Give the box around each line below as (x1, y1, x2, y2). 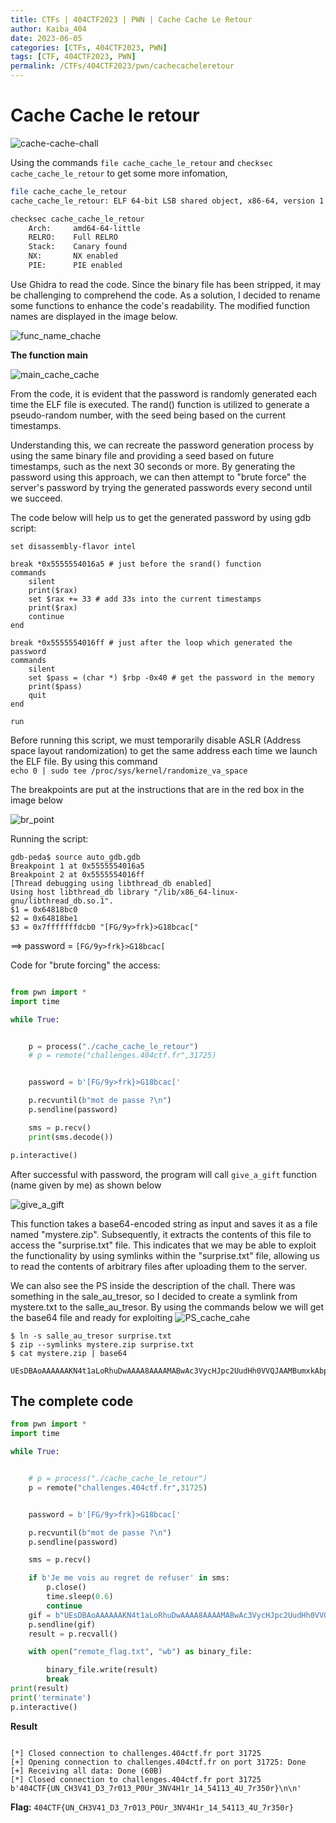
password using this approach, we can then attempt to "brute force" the (10, 471, 307, 483)
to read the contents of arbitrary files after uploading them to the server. (10, 1260, 307, 1272)
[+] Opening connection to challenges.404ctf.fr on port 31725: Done (10, 1757, 307, 1767)
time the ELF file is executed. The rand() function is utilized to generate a (10, 398, 310, 410)
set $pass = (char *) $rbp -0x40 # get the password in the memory (28, 672, 315, 683)
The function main (10, 349, 88, 361)
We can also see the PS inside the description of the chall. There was (10, 1279, 296, 1291)
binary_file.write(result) (46, 1665, 159, 1675)
